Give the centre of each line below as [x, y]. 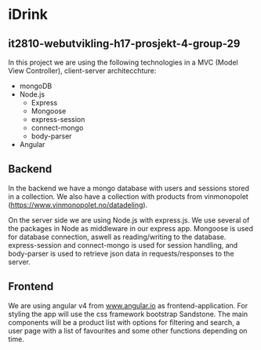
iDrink [28, 15]
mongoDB [36, 86]
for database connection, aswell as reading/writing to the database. [117, 237]
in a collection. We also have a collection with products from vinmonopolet [128, 196]
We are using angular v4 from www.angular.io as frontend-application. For [128, 305]
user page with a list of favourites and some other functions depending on [128, 330]
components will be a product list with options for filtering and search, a [124, 322]
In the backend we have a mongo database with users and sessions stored [129, 188]
